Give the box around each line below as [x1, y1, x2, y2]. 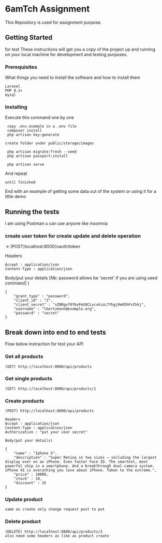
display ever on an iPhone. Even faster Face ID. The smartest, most [5, 459, 148, 465]
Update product [5, 496, 43, 503]
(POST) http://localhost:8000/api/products [5, 408, 94, 414]
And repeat [5, 171, 28, 176]
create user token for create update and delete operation [5, 233, 141, 239]
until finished [5, 180, 36, 185]
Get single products [5, 375, 52, 382]
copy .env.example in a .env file [7, 124, 77, 129]
